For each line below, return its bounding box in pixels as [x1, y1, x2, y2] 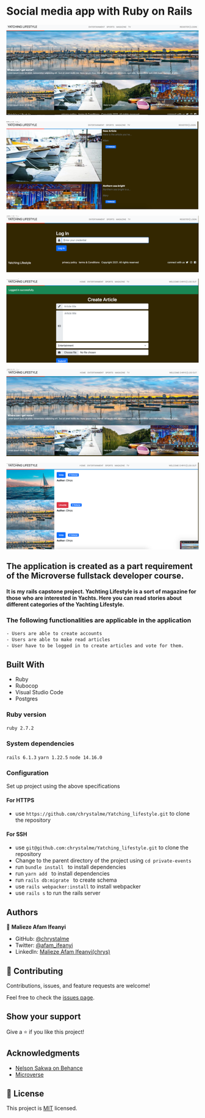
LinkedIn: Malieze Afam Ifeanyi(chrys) [15, 948, 111, 956]
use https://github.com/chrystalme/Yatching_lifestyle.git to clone [15, 810, 190, 818]
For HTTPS [6, 796, 35, 804]
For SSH [6, 830, 27, 838]
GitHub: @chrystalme [15, 935, 70, 943]
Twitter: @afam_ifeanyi [15, 942, 73, 949]
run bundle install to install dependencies [15, 863, 126, 871]
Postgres [15, 695, 38, 703]
